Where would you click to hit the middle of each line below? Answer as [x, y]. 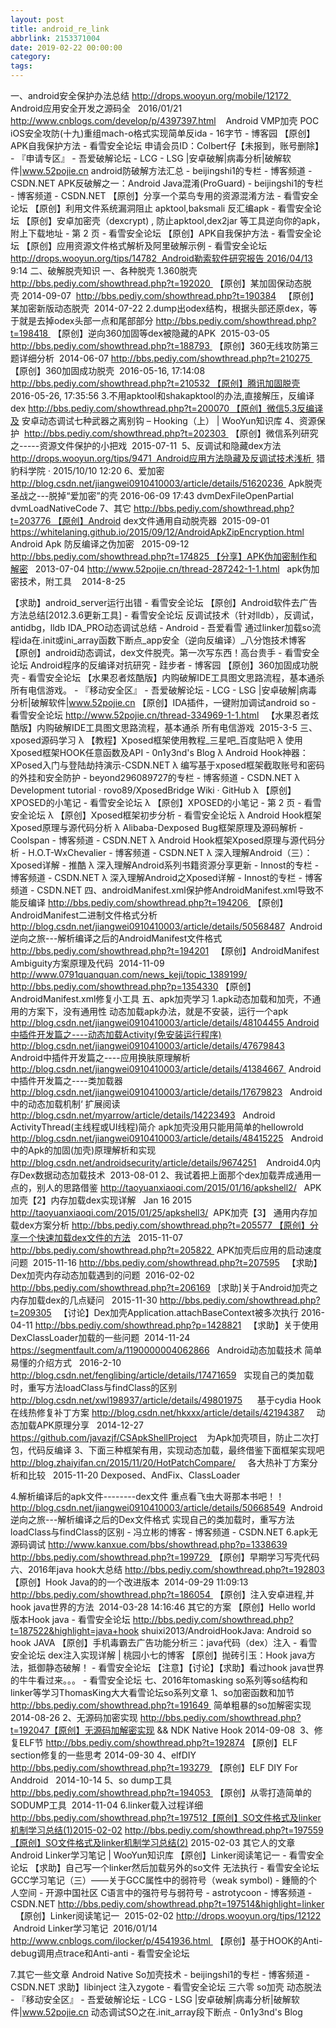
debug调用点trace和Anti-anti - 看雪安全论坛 [100, 1953]
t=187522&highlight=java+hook [75, 1630]
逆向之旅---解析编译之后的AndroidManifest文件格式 [116, 938]
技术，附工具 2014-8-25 [72, 581]
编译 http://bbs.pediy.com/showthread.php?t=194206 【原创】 [158, 902]
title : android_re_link [60, 29]
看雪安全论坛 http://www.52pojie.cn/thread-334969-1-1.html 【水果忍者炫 [165, 715]
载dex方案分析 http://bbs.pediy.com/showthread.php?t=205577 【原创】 [160, 1225]
